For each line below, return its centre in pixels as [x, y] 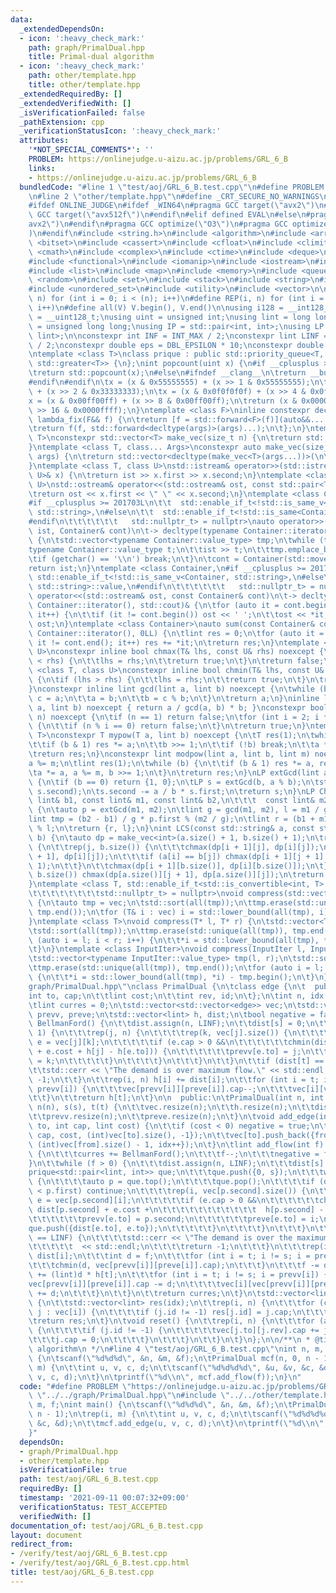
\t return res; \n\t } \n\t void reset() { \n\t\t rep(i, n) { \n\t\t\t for [171, 1321]
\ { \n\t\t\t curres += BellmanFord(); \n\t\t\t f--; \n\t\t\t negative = [174, 1154]
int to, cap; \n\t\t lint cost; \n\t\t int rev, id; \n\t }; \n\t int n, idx [176, 996]
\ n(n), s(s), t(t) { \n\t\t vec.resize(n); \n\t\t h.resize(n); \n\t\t [171, 1107]
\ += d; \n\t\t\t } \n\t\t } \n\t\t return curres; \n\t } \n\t [145, 1293]
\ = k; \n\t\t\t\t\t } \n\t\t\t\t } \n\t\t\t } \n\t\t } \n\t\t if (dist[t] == [176, 1061]
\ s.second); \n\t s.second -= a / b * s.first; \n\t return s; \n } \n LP [171, 791]
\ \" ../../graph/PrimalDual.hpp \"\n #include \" [129, 1396]
